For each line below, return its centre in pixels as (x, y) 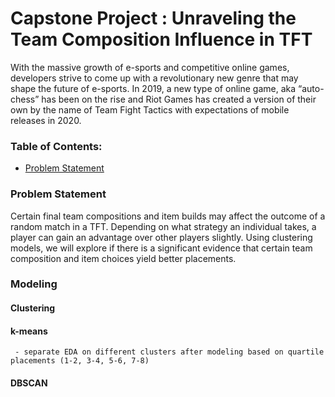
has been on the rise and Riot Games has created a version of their (179, 99)
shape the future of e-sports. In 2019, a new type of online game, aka (153, 88)
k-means (29, 331)
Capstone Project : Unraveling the (153, 18)
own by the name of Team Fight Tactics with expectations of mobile (150, 109)
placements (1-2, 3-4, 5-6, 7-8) (80, 361)
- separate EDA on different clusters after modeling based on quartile (169, 352)
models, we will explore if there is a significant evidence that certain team (161, 248)
